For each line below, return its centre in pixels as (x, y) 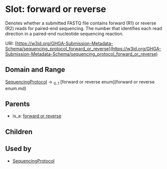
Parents (17, 104)
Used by (18, 149)
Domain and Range (35, 70)
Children (19, 132)
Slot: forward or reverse (56, 9)
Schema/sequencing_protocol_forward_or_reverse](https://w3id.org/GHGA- (83, 48)
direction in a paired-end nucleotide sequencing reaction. (64, 33)
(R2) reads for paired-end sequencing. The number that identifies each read (84, 28)
